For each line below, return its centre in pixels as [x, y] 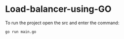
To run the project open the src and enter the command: [62, 23]
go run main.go [21, 32]
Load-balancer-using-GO [58, 9]
